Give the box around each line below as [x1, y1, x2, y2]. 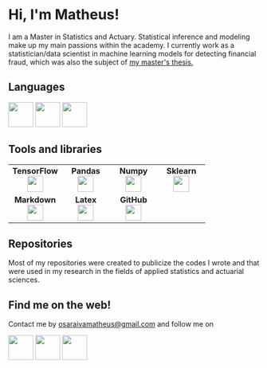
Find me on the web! [8, 298, 112, 311]
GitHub [120, 194, 147, 205]
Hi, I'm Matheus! [8, 6, 120, 24]
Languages [8, 80, 65, 94]
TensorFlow [12, 165, 58, 176]
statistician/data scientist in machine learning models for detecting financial [8, 49, 257, 58]
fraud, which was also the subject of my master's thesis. [8, 57, 194, 67]
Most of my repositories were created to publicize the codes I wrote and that [8, 258, 260, 268]
